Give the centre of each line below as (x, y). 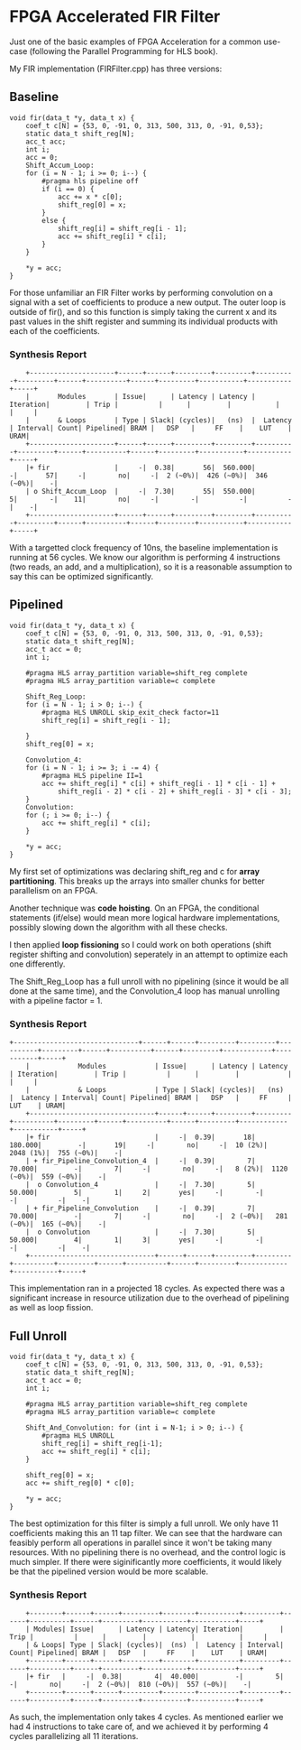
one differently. (37, 964)
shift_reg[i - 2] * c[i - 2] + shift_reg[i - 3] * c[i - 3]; (175, 792)
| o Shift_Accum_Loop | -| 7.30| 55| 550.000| (141, 492)
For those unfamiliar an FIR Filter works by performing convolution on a (141, 292)
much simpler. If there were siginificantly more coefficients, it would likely (146, 1561)
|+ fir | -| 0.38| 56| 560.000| (141, 468)
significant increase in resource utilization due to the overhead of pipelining (150, 1298)
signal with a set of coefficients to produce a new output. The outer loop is (148, 302)
